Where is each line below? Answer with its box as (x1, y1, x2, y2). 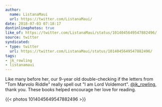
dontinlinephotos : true (5, 26, 55, 31)
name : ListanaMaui (9, 12, 48, 17)
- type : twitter (5, 44, 39, 49)
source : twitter (5, 35, 39, 40)
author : (5, 7, 21, 12)
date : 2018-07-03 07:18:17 (5, 21, 61, 26)
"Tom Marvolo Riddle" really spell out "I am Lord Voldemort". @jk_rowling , (5, 81, 157, 87)
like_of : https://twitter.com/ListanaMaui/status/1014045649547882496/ (5, 30, 157, 35)
